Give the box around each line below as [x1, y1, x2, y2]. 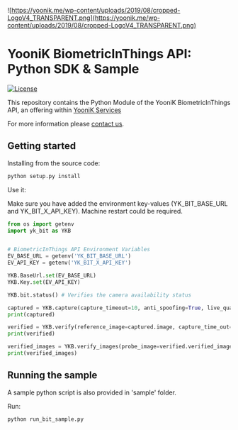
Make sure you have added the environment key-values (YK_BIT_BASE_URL [7, 199, 228, 208]
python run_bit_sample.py [7, 415, 84, 423]
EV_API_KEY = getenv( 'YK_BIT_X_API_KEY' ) [7, 259, 132, 267]
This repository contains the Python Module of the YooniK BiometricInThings [7, 98, 231, 106]
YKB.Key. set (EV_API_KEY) [7, 278, 81, 286]
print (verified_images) [7, 350, 78, 357]
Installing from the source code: [7, 159, 101, 167]
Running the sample [7, 369, 98, 382]
